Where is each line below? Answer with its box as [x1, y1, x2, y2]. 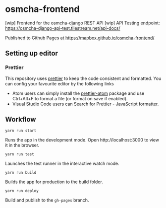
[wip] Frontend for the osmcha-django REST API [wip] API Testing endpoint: [5, 20, 160, 26]
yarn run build [5, 170, 37, 175]
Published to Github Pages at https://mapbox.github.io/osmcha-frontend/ [5, 35, 155, 41]
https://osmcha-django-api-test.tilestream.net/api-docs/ [5, 25, 120, 31]
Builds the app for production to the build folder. [5, 179, 103, 185]
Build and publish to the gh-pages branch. [5, 197, 89, 203]
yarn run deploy [5, 189, 39, 194]
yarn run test [5, 152, 35, 157]
